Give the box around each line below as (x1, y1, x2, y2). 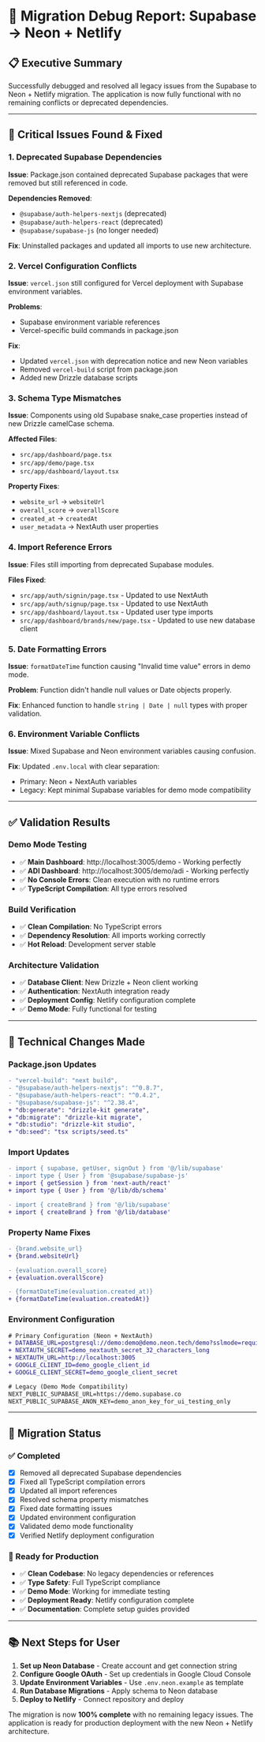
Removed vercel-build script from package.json (19, 364, 178, 374)
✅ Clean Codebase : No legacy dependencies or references (19, 1568, 215, 1578)
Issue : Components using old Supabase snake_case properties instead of (8, 410, 248, 421)
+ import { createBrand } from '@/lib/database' (8, 1208, 171, 1216)
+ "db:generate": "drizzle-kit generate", (8, 1106, 150, 1114)
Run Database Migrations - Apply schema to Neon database (19, 1686, 218, 1695)
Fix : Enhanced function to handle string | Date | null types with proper (8, 700, 248, 709)
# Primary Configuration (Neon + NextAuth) (8, 1332, 154, 1340)
